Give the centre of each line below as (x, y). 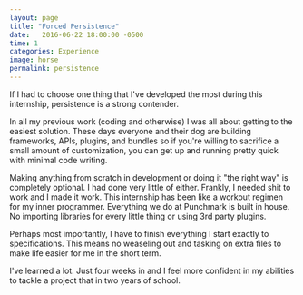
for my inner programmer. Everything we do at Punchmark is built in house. (150, 206)
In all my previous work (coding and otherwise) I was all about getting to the (151, 121)
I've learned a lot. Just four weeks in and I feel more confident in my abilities (152, 270)
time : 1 (24, 43)
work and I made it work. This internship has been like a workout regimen (147, 197)
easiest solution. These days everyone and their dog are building (131, 131)
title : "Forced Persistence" (64, 26)
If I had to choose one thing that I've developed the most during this (136, 94)
